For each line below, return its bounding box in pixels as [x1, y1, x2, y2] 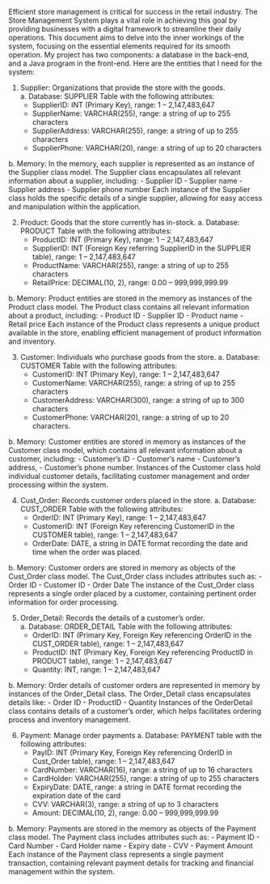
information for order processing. [8, 597, 119, 607]
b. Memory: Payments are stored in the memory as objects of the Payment [8, 824, 256, 833]
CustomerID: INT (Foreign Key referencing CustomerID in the [32, 522, 235, 531]
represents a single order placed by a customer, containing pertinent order [8, 589, 257, 598]
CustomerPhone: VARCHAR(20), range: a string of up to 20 [32, 412, 230, 422]
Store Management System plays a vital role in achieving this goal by [8, 15, 238, 25]
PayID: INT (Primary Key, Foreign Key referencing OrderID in [32, 748, 233, 757]
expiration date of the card [32, 791, 121, 801]
